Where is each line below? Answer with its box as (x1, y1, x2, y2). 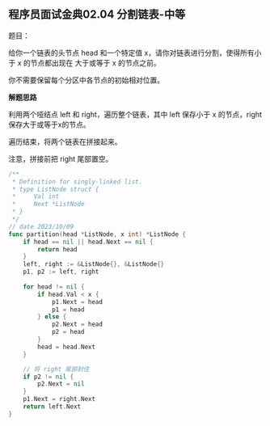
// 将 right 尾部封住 (23, 365, 90, 373)
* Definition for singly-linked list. (11, 177, 143, 186)
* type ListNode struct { (11, 185, 99, 193)
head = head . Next (37, 343, 95, 351)
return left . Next (23, 403, 82, 411)
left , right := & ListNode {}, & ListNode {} (23, 260, 164, 268)
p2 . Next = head (51, 320, 103, 329)
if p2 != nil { (23, 373, 74, 381)
